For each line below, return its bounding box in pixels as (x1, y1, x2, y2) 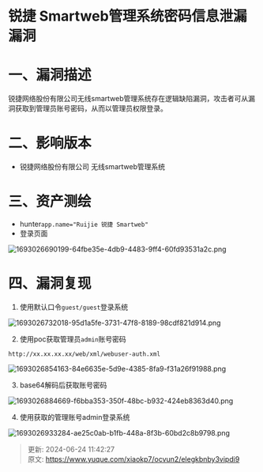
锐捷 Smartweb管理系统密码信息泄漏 (8, 7, 247, 25)
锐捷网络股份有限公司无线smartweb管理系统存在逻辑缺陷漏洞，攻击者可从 (8, 94, 249, 104)
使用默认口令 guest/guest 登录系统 (19, 302, 129, 312)
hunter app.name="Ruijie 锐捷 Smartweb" (19, 219, 148, 228)
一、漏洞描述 (8, 66, 92, 84)
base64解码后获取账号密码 (19, 380, 107, 390)
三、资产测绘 (8, 193, 92, 210)
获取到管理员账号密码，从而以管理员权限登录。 (14, 104, 167, 113)
